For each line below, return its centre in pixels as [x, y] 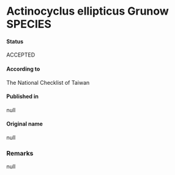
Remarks [20, 153]
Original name [24, 124]
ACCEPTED [21, 55]
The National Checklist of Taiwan [48, 82]
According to [23, 69]
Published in [22, 96]
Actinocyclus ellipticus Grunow [88, 11]
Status [15, 41]
